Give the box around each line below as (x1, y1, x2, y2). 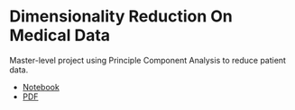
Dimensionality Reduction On (9, 6, 233, 27)
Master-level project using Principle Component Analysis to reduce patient (9, 55, 287, 65)
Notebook (22, 81, 60, 92)
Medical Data (9, 25, 111, 46)
